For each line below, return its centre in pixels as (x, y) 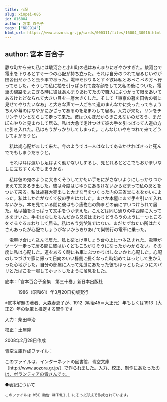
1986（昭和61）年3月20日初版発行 (53, 292)
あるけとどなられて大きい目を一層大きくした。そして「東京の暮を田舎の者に (83, 98)
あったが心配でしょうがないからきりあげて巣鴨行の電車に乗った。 (81, 229)
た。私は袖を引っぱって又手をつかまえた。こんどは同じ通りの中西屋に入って (83, 210)
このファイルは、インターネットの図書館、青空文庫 (57, 361)
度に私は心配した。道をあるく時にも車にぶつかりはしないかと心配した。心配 (83, 252)
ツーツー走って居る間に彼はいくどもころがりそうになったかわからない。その (83, 246)
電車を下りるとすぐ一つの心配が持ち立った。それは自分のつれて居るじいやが (83, 73)
